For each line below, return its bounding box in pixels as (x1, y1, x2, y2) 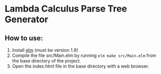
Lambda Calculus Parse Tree (5, 3, 127, 15)
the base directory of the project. (12, 58, 81, 63)
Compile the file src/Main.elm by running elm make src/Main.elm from (12, 52, 157, 58)
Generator (5, 14, 48, 25)
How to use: (5, 34, 43, 42)
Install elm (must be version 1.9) (12, 47, 79, 53)
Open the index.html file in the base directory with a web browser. (12, 63, 149, 69)
